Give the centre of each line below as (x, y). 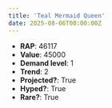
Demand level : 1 (46, 63)
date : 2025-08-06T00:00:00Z (55, 23)
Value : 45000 (43, 54)
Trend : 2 (34, 71)
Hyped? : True (43, 88)
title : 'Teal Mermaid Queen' (57, 16)
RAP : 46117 (38, 46)
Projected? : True (48, 80)
